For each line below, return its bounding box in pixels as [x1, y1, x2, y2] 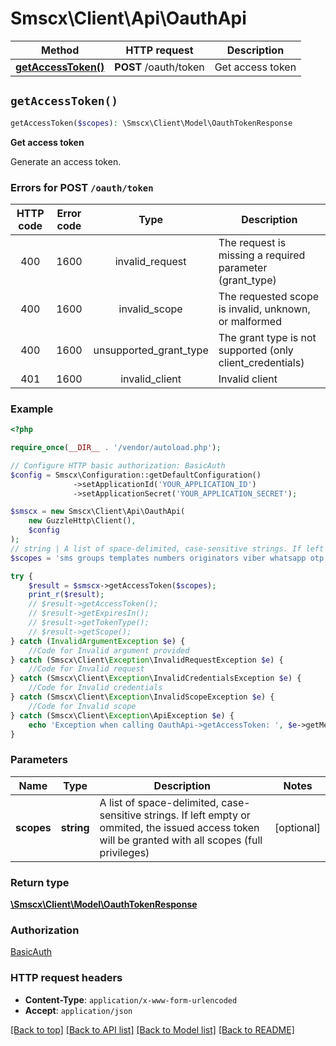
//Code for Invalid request [28, 664, 145, 674]
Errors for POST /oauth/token [10, 180, 154, 194]
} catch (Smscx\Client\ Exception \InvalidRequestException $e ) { [10, 655, 284, 665]
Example [10, 402, 54, 416]
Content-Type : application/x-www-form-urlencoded [24, 993, 238, 1006]
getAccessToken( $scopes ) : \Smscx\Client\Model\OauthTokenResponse [10, 118, 293, 128]
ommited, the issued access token [99, 820, 260, 834]
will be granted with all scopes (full [99, 833, 263, 847]
